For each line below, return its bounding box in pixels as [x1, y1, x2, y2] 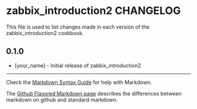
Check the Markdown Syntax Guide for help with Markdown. [6, 79, 152, 86]
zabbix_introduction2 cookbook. [6, 29, 84, 36]
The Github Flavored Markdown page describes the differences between [6, 90, 182, 97]
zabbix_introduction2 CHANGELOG [6, 4, 181, 17]
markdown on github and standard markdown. [6, 96, 118, 103]
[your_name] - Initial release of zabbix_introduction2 [14, 62, 141, 69]
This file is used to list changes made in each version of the [6, 23, 150, 30]
